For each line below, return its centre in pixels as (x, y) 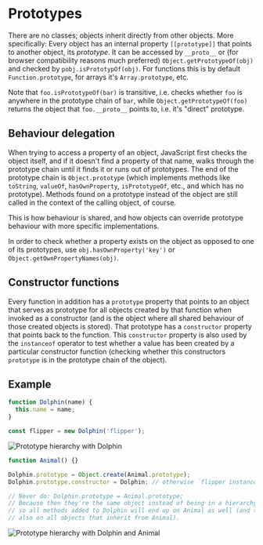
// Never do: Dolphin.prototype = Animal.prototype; (96, 496)
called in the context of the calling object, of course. (92, 202)
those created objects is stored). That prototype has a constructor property (130, 326)
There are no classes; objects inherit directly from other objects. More (121, 35)
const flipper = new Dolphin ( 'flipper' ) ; (77, 431)
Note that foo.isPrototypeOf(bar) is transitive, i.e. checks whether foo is (125, 92)
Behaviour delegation (61, 134)
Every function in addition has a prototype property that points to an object (129, 301)
